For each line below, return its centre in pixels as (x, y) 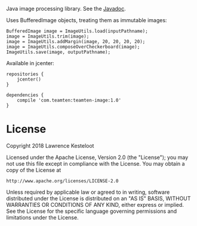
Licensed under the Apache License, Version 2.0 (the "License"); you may (97, 157)
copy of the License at (34, 170)
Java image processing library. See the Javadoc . (66, 9)
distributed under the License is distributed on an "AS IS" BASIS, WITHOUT (98, 198)
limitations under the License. (42, 217)
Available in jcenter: (30, 63)
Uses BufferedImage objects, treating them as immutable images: (87, 20)
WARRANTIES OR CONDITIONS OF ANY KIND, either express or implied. (95, 204)
